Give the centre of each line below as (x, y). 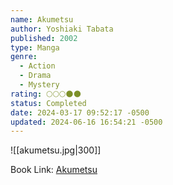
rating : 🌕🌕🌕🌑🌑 (46, 94)
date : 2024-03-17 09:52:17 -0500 (80, 112)
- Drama (35, 76)
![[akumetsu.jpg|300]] (56, 150)
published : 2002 (44, 38)
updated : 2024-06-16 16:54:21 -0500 (86, 122)
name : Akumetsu (42, 19)
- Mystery (39, 85)
